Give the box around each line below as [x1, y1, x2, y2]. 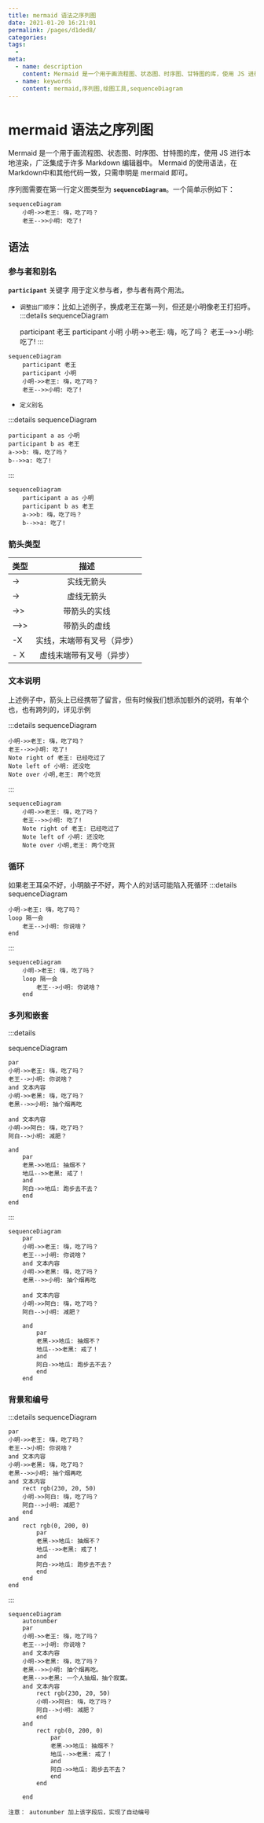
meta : [8, 56, 26, 64]
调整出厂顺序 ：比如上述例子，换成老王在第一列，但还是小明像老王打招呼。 [19, 302, 255, 311]
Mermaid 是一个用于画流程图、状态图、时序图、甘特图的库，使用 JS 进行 [8, 149, 244, 158]
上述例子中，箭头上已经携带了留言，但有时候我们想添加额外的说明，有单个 [8, 695, 249, 704]
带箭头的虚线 [63, 620, 112, 631]
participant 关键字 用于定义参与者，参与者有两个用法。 [8, 285, 189, 295]
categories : [8, 33, 47, 42]
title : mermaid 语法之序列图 [8, 11, 97, 20]
